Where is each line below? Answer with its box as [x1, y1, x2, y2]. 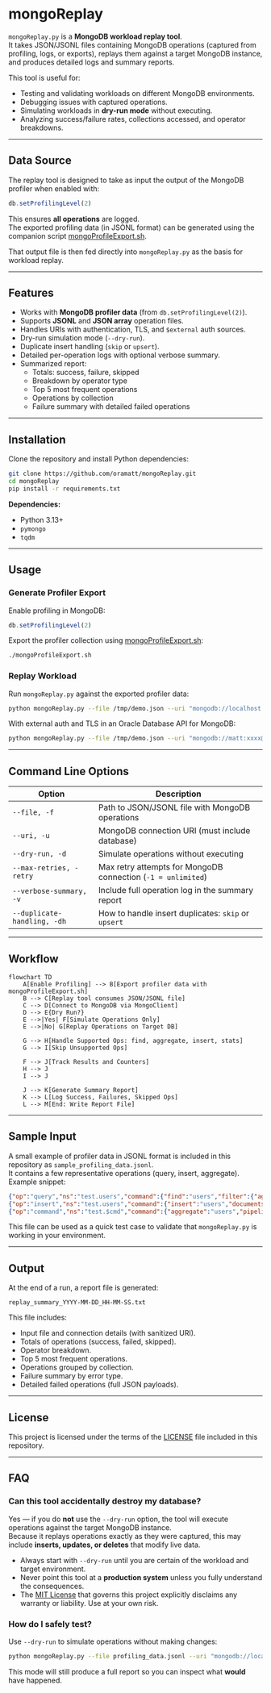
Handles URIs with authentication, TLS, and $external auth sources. [19, 324, 246, 335]
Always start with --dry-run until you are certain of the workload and [19, 1555, 249, 1565]
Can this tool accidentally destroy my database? [8, 1495, 202, 1507]
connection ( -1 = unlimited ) [98, 872, 208, 883]
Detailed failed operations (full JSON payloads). [19, 1380, 179, 1390]
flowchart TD [8, 973, 52, 981]
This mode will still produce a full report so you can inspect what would [8, 1666, 246, 1676]
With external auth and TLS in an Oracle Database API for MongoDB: [8, 719, 236, 728]
